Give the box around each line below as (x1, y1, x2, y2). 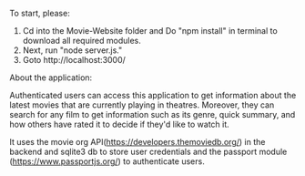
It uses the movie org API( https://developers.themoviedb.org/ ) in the (9, 137, 266, 147)
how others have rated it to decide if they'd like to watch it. (9, 119, 229, 129)
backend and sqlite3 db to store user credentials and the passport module (9, 146, 288, 157)
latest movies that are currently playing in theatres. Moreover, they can (9, 99, 275, 110)
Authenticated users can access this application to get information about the (9, 90, 297, 100)
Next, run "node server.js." (22, 45, 123, 56)
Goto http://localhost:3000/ (22, 55, 126, 65)
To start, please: (9, 8, 70, 18)
